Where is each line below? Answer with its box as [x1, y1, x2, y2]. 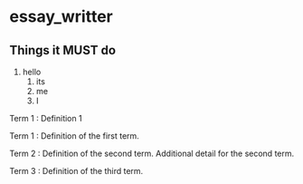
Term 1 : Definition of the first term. [9, 131, 140, 141]
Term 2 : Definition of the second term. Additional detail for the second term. [9, 148, 295, 159]
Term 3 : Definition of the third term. [9, 166, 144, 176]
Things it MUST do [9, 43, 116, 58]
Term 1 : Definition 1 [9, 113, 83, 123]
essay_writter [9, 6, 113, 27]
